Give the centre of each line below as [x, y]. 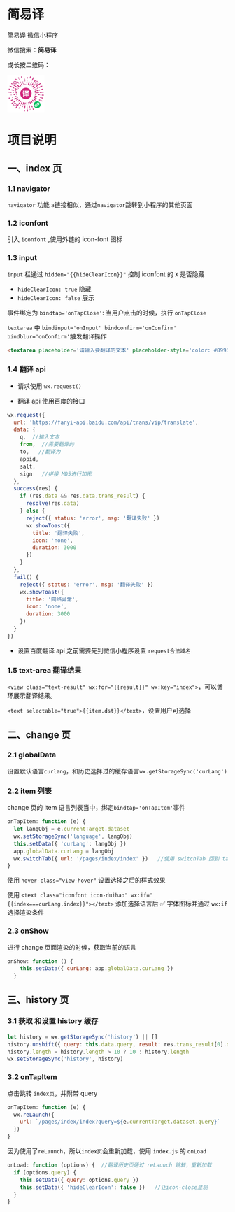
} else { [33, 511]
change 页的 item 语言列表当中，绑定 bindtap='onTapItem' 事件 [97, 808]
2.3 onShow [28, 931]
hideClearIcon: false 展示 [56, 297]
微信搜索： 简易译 [32, 50]
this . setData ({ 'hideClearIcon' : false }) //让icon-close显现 [114, 1187]
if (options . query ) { [45, 1172]
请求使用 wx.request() [49, 386]
